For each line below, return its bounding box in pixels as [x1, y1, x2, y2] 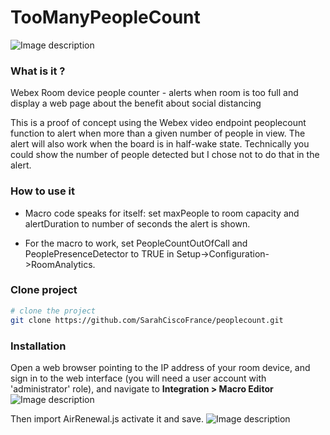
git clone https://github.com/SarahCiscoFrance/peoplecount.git [10, 315, 284, 325]
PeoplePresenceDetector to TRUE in [24, 247, 175, 260]
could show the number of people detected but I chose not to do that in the [10, 149, 320, 161]
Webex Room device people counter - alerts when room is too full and [10, 87, 299, 99]
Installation [10, 339, 67, 353]
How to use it [10, 184, 75, 198]
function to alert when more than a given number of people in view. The [10, 127, 306, 140]
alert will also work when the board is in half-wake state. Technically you [10, 138, 310, 150]
